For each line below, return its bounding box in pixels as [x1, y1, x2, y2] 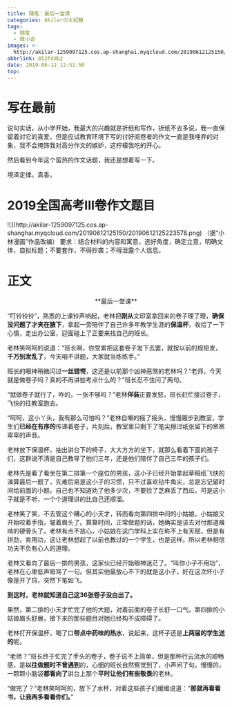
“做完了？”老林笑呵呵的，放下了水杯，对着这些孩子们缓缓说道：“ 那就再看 [7, 684, 215, 692]
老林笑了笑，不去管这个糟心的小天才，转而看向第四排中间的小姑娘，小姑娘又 [7, 509, 225, 518]
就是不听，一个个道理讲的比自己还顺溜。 [12, 495, 128, 503]
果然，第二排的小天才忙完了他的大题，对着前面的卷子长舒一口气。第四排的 [7, 605, 219, 614]
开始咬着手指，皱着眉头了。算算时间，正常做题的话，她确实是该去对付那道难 [7, 518, 225, 527]
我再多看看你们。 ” [25, 692, 74, 701]
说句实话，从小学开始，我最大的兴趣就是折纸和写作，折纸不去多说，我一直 [7, 124, 219, 132]
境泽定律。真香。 [7, 171, 56, 179]
